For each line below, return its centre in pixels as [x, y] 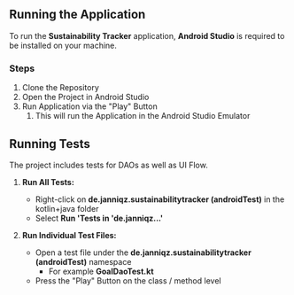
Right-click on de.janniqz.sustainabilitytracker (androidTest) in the [160, 199]
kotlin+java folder [67, 208]
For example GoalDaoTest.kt [101, 271]
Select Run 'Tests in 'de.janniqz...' [99, 218]
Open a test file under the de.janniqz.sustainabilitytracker [143, 252]
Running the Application [77, 15]
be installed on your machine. [63, 45]
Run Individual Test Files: [69, 235]
